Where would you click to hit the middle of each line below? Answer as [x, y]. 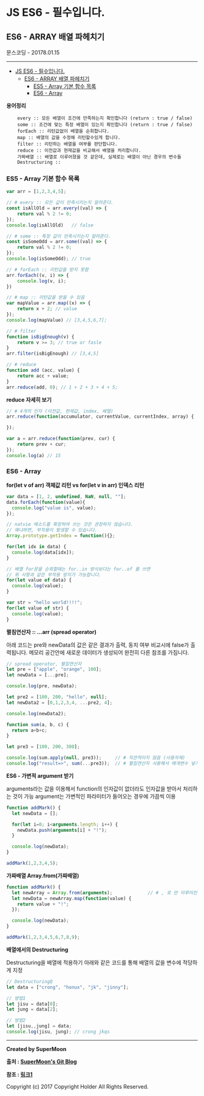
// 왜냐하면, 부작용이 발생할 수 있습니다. [52, 530]
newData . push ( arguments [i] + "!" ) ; [62, 830]
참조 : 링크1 [19, 1074]
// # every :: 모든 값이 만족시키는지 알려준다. [60, 203]
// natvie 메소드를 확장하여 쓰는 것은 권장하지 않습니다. [70, 525]
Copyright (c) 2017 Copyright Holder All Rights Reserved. [77, 1086]
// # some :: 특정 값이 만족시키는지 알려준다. [59, 236]
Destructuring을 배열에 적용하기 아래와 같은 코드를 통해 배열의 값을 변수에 [94, 962]
